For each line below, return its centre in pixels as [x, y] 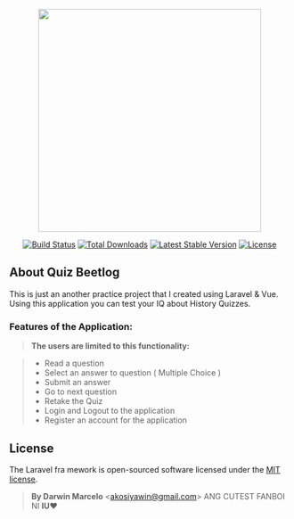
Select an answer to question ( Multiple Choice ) [132, 373]
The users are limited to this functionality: [110, 346]
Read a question [74, 363]
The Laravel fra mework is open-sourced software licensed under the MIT [145, 469]
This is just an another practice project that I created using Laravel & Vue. [144, 293]
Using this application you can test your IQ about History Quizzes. [130, 303]
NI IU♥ [44, 506]
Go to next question [81, 391]
